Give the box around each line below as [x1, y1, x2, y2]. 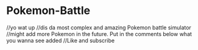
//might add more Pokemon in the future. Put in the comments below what [6, 30, 192, 37]
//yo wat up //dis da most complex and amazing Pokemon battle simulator [6, 24, 192, 31]
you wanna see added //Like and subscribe [6, 37, 115, 44]
